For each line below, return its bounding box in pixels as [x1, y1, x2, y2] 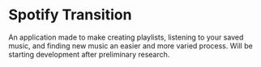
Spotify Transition [8, 6, 132, 24]
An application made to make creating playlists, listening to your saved [8, 32, 244, 42]
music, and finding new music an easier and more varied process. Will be [8, 40, 253, 50]
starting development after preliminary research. [8, 49, 170, 59]
